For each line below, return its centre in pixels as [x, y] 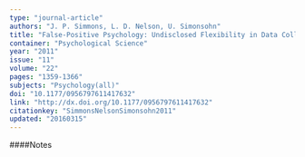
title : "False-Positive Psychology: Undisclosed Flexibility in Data [144, 34]
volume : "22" [34, 69]
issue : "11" [32, 60]
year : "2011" [34, 52]
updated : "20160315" [49, 119]
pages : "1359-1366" [46, 77]
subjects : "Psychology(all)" [64, 85]
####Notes [31, 145]
